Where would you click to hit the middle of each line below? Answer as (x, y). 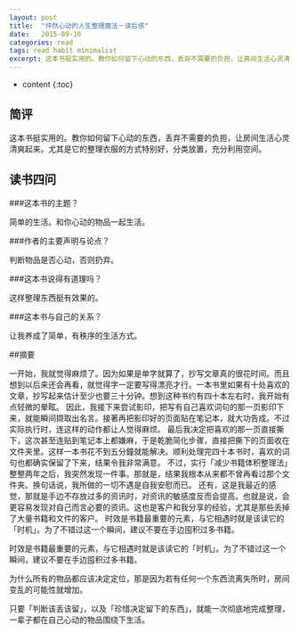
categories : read (41, 42)
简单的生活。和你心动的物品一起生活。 (79, 222)
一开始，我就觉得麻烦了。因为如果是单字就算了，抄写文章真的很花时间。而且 (149, 373)
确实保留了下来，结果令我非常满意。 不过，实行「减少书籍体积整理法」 (160, 462)
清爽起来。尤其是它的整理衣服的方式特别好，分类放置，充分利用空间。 (138, 149)
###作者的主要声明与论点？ (60, 241)
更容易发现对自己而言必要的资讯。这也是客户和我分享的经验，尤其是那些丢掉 (149, 507)
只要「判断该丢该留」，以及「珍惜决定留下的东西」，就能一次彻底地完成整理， (149, 608)
